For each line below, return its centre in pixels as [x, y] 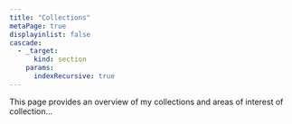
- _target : [38, 51]
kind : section [60, 59]
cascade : [26, 43]
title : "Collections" [50, 18]
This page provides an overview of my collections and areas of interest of [146, 102]
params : [40, 68]
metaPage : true [38, 26]
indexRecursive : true [74, 76]
